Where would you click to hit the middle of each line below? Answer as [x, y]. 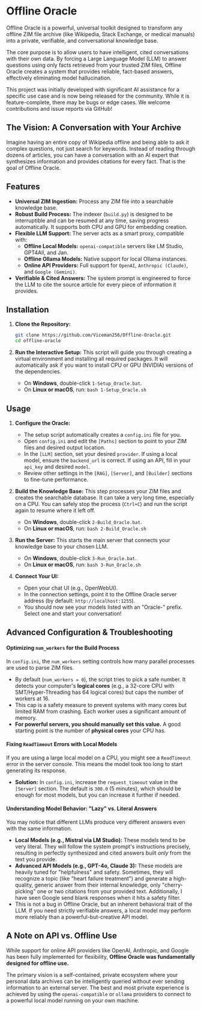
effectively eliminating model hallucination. [59, 78]
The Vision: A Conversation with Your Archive [94, 128]
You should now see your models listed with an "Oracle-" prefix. [103, 607]
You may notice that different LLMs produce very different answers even [96, 822]
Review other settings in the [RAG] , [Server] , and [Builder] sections [108, 473]
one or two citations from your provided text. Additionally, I [109, 891]
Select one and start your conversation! [73, 613]
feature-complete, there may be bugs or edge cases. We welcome [88, 102]
